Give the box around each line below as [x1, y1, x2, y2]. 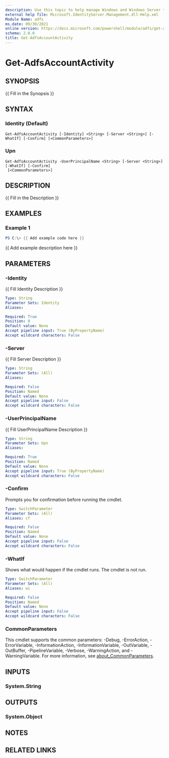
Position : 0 [5, 319, 30, 324]
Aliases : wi [5, 585, 30, 591]
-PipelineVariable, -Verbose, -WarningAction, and [27, 647, 130, 654]
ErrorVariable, [5, 642, 34, 648]
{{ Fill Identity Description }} [5, 286, 63, 292]
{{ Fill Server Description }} [5, 356, 61, 362]
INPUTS [5, 667, 30, 676]
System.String [5, 683, 42, 690]
